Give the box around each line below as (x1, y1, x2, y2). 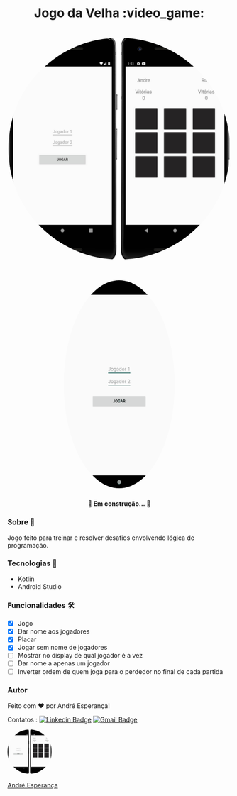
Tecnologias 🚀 (7, 558, 57, 568)
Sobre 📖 (7, 517, 35, 527)
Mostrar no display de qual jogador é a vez (17, 651, 143, 660)
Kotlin (17, 575, 35, 583)
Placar (17, 635, 37, 643)
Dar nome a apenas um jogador (17, 659, 110, 668)
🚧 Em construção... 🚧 (87, 499, 151, 508)
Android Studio (17, 582, 62, 590)
